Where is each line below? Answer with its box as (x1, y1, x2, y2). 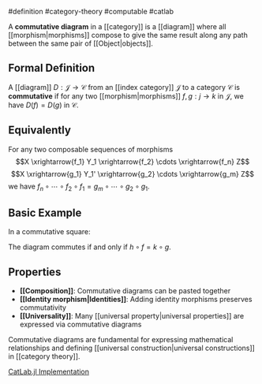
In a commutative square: (8, 227, 91, 237)
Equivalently (8, 124, 71, 137)
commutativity (19, 303, 67, 312)
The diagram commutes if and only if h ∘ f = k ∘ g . (8, 242, 171, 252)
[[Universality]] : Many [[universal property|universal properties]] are (19, 311, 245, 321)
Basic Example (8, 206, 82, 219)
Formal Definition (8, 62, 95, 75)
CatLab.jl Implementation (8, 367, 89, 377)
